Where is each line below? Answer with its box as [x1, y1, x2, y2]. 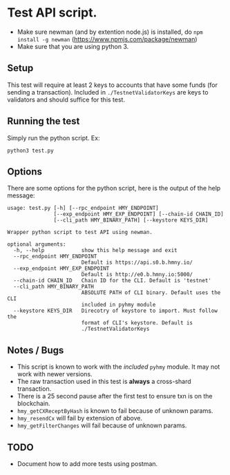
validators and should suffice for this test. [7, 95, 126, 104]
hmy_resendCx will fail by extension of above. [17, 414, 143, 423]
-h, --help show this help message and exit [13, 247, 178, 254]
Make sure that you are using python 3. [17, 42, 129, 50]
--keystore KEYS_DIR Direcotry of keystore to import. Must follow [13, 307, 218, 315]
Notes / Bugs [7, 344, 64, 356]
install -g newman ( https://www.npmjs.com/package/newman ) [17, 35, 198, 43]
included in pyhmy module [81, 302, 156, 309]
